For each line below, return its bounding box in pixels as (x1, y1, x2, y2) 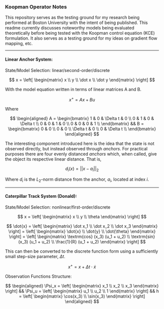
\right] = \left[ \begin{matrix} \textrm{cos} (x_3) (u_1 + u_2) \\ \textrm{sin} (9, 234, 155, 239)
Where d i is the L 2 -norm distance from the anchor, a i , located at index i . (5, 176, 149, 183)
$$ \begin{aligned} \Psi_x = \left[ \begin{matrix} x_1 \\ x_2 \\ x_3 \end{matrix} (5, 283, 159, 288)
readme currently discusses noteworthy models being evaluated (5, 25, 134, 31)
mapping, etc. (5, 41, 33, 47)
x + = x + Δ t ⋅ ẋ (68, 263, 96, 270)
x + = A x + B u (69, 95, 95, 102)
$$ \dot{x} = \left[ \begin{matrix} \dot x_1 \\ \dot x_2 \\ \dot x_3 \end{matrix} (6, 223, 158, 229)
